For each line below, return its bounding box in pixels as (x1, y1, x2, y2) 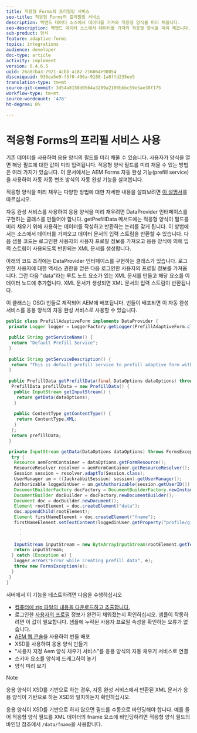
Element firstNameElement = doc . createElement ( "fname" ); (13, 514, 157, 520)
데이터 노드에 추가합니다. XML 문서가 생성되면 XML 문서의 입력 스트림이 (6, 279, 171, 286)
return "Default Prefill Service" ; (11, 340, 98, 346)
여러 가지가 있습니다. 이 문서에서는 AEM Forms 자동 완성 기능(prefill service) (12, 168, 189, 176)
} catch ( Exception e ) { (11, 552, 72, 558)
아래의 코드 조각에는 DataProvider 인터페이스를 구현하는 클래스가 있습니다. (6, 258, 177, 265)
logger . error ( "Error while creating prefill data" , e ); (13, 558, 154, 564)
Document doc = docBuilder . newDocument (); (13, 498, 119, 504)
